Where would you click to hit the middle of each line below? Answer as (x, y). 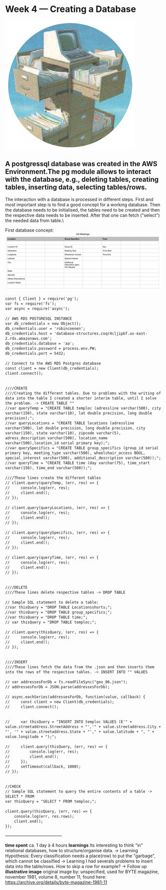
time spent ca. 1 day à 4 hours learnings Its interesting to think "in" (74, 845)
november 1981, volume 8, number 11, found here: (56, 877)
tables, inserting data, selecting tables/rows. (76, 187)
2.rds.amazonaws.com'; (29, 338)
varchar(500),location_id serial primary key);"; (58, 443)
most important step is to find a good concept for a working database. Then (83, 205)
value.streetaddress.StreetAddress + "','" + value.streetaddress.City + (83, 727)
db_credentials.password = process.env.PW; (51, 348)
